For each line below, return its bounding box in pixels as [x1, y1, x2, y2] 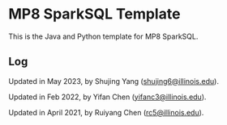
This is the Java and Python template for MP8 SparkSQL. [8, 31, 199, 41]
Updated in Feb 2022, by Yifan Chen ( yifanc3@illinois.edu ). [8, 92, 207, 102]
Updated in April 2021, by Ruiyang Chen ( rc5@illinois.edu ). [8, 107, 204, 117]
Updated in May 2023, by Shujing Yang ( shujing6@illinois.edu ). [8, 76, 219, 85]
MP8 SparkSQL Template [8, 5, 181, 23]
